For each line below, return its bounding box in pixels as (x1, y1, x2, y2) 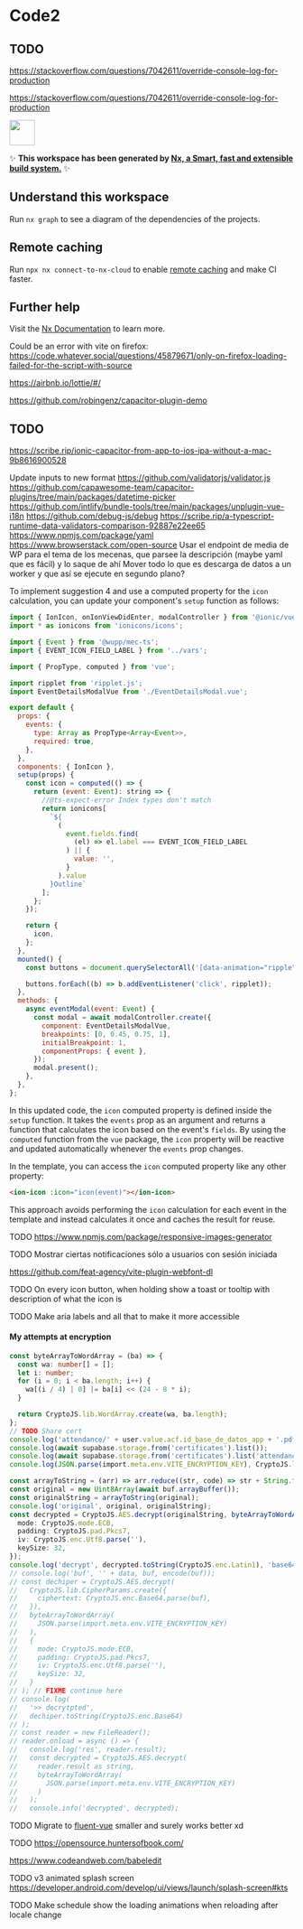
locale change (9, 1909, 62, 1920)
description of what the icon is (9, 1293, 123, 1304)
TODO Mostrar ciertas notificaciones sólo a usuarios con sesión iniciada (9, 1248, 278, 1260)
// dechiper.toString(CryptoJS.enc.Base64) (9, 1711, 183, 1720)
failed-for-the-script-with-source (9, 360, 133, 371)
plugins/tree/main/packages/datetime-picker (9, 491, 176, 502)
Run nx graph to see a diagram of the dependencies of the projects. (9, 213, 261, 224)
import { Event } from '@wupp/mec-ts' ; (9, 638, 160, 647)
